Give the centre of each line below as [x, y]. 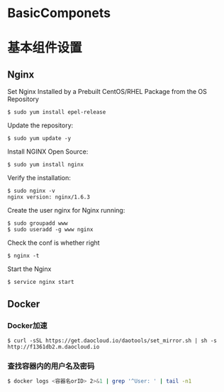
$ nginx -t [23, 256]
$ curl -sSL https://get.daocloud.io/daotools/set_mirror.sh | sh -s [112, 340]
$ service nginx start [41, 282]
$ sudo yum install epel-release [57, 112]
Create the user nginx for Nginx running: [66, 211]
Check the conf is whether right [54, 243]
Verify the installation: [39, 178]
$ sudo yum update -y [39, 139]
